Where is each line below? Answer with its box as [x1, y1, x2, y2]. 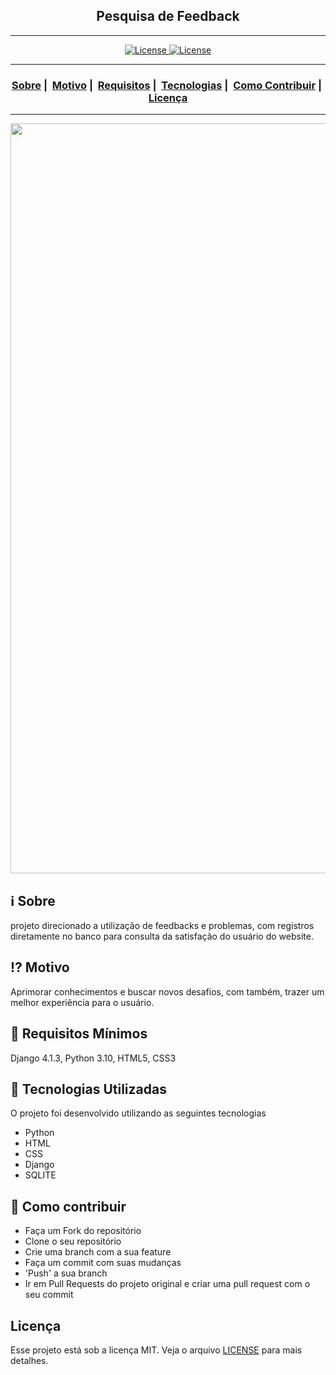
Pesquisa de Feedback [96, 8, 240, 25]
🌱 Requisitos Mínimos [10, 1025, 148, 1043]
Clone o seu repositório [24, 1235, 122, 1248]
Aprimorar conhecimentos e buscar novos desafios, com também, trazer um [10, 985, 325, 998]
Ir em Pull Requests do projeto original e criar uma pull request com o [24, 1278, 311, 1290]
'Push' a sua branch [24, 1267, 108, 1279]
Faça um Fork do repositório [24, 1225, 142, 1237]
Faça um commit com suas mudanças [24, 1257, 182, 1269]
